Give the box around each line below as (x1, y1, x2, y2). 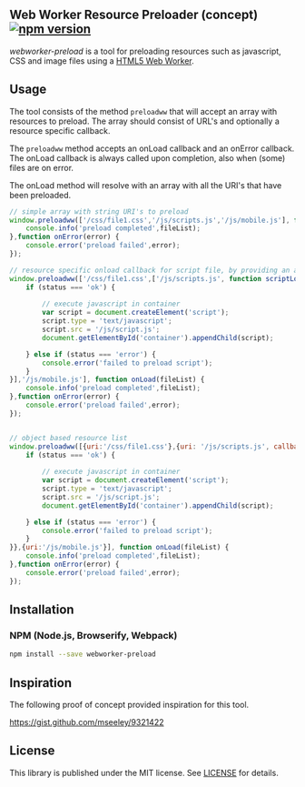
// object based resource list (9, 433, 128, 442)
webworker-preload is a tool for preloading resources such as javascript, (9, 45, 281, 56)
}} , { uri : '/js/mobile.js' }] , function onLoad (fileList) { (9, 543, 230, 552)
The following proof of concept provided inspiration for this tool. (9, 700, 250, 710)
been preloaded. (9, 189, 72, 200)
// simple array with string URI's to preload (9, 207, 189, 217)
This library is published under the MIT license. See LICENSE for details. (9, 767, 279, 778)
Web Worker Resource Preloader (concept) (9, 7, 259, 23)
